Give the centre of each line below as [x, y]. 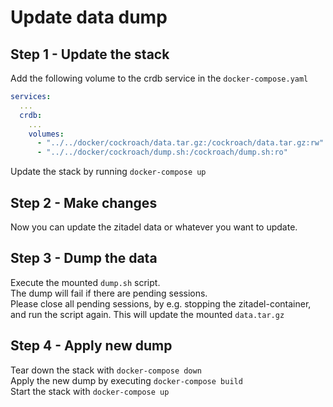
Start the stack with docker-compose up [90, 391]
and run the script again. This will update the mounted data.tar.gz [147, 314]
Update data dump [89, 17]
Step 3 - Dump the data [84, 258]
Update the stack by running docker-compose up [108, 172]
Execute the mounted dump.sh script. [85, 282]
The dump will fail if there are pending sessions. [109, 293]
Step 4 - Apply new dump [91, 346]
